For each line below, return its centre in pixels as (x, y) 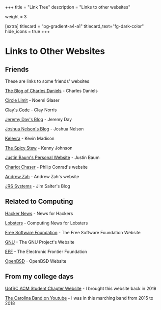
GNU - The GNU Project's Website (40, 242)
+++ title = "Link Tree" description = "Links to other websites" (68, 7)
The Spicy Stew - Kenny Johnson (39, 148)
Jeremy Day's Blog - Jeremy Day (39, 119)
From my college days (39, 277)
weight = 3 (16, 16)
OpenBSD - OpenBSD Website (36, 261)
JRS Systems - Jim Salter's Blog (38, 186)
